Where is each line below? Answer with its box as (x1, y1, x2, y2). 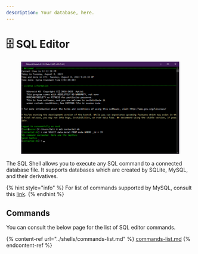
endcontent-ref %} (6, 242, 52, 249)
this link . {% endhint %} (6, 191, 64, 198)
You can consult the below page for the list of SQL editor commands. (6, 224, 176, 231)
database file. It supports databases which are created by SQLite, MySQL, (6, 166, 188, 173)
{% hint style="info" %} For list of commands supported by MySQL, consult (6, 184, 192, 191)
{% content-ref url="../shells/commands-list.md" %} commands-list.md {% (6, 235, 191, 243)
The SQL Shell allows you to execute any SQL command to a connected (6, 160, 182, 167)
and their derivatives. (6, 173, 58, 180)
